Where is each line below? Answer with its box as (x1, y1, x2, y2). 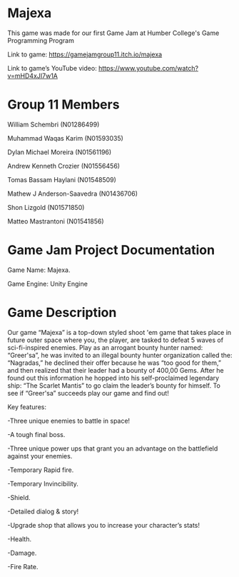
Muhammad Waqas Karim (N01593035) (7, 134, 123, 142)
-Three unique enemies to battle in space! (7, 416, 131, 425)
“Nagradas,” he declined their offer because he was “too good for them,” (7, 358, 221, 367)
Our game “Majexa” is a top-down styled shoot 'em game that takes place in (7, 328, 232, 336)
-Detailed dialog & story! (7, 507, 79, 516)
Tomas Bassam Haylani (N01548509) (7, 175, 116, 184)
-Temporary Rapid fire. (7, 466, 74, 474)
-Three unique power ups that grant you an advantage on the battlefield (7, 444, 218, 453)
